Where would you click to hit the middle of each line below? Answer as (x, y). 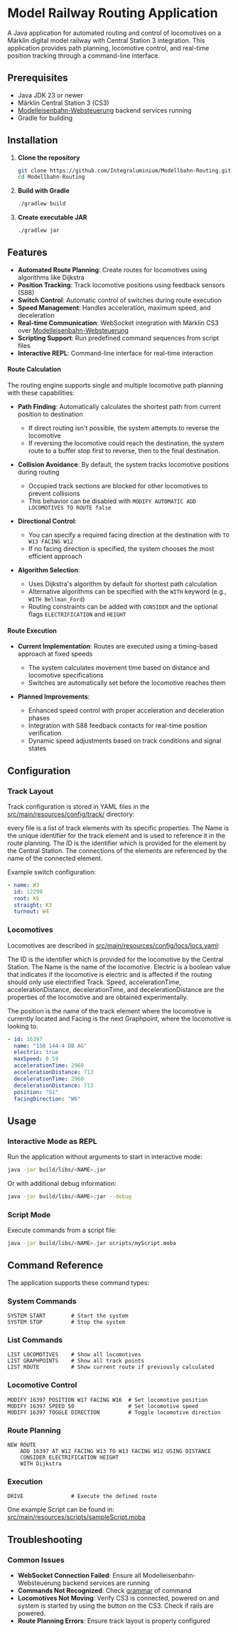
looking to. (23, 1026)
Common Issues (36, 1560)
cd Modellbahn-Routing (51, 177)
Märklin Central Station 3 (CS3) (63, 103)
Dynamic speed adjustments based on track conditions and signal (125, 741)
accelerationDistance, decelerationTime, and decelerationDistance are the (116, 989)
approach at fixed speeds (55, 654)
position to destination (50, 414)
